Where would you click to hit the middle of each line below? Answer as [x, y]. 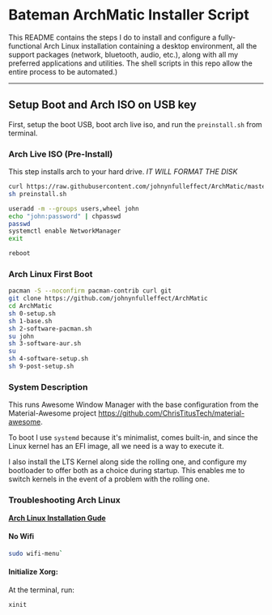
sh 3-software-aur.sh [45, 344]
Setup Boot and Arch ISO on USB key [102, 105]
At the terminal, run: [41, 590]
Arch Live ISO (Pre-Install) [61, 154]
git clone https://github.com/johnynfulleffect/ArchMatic [108, 299]
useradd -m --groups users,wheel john [74, 208]
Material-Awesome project [53, 413]
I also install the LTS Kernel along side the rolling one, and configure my [127, 462]
